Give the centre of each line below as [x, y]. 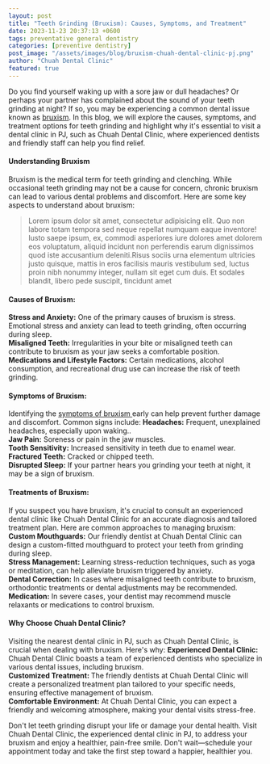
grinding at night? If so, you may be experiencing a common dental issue [129, 108]
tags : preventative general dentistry [73, 38]
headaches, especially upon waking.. [70, 431]
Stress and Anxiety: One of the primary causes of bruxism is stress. [122, 317]
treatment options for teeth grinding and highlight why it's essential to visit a [135, 125]
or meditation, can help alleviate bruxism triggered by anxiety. [111, 570]
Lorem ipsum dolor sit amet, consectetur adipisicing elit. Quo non [136, 220]
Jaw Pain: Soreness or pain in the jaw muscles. [87, 439]
